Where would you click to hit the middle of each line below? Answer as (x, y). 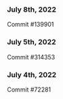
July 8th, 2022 (31, 10)
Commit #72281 (29, 89)
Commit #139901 (30, 25)
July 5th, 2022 (31, 42)
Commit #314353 (31, 57)
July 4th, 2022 (32, 74)
